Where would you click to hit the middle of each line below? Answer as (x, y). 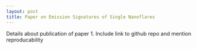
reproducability (25, 40)
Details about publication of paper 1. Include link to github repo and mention (99, 33)
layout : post (22, 11)
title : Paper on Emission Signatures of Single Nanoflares (81, 17)
